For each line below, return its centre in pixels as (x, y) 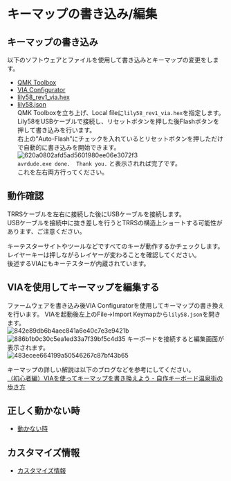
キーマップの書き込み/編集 (82, 14)
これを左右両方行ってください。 (63, 172)
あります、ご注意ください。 (46, 231)
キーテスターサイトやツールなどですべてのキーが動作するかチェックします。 (115, 246)
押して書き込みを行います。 (56, 130)
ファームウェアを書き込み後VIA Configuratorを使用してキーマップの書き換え (116, 305)
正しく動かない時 (44, 411)
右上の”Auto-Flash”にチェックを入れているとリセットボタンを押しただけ (120, 139)
